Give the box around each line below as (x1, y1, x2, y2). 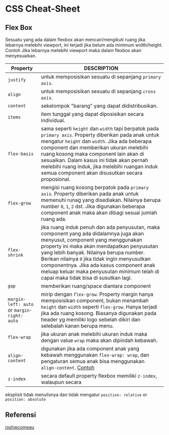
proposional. (41, 176, 70, 183)
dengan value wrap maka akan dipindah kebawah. (41, 337, 158, 344)
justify (8, 77, 26, 82)
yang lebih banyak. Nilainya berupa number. (41, 249, 145, 256)
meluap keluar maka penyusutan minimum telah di (41, 268, 159, 275)
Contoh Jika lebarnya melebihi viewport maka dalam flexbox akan (5, 48, 142, 53)
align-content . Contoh (41, 364, 95, 371)
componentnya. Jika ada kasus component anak (41, 262, 155, 269)
